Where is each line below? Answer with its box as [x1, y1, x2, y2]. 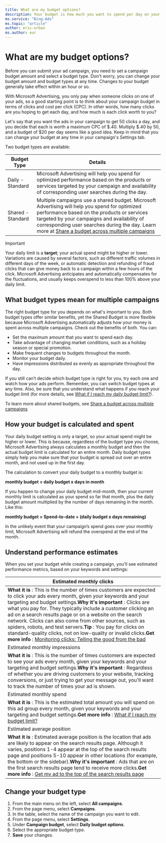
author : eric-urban [5, 26, 45, 31]
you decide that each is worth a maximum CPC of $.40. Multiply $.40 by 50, [5, 124, 160, 130]
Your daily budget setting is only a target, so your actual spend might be [5, 433, 152, 439]
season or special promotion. [12, 345, 72, 351]
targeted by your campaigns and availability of [37, 215, 144, 222]
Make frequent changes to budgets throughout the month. [12, 350, 131, 356]
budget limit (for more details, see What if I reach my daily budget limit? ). [5, 391, 153, 397]
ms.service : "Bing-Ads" [5, 16, 54, 21]
